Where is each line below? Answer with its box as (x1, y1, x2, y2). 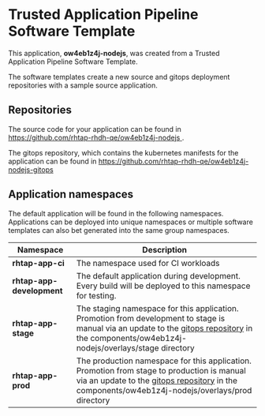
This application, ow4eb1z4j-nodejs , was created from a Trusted (8, 48, 220, 58)
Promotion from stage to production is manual (76, 365, 246, 376)
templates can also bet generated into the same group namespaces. (8, 225, 230, 234)
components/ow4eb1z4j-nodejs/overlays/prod (76, 384, 252, 395)
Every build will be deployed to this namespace (76, 280, 251, 291)
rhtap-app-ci (12, 257, 65, 268)
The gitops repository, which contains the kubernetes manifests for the (8, 148, 239, 157)
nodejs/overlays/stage (76, 342, 159, 353)
